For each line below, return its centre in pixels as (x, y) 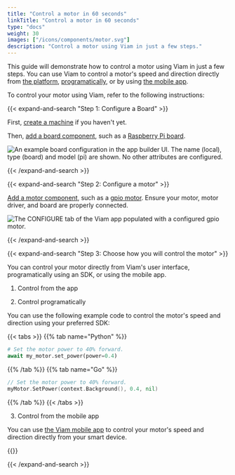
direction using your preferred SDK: (59, 323)
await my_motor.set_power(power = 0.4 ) (62, 356)
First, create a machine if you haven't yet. (67, 122)
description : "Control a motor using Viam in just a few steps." (105, 46)
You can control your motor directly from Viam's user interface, (99, 267)
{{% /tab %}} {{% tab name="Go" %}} (62, 369)
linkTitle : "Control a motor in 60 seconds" (73, 20)
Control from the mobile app (58, 416)
